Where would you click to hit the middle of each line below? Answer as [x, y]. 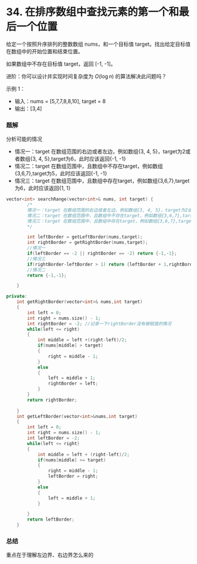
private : [17, 297]
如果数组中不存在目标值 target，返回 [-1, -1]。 [61, 64]
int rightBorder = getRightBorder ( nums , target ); [88, 243]
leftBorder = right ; [73, 476]
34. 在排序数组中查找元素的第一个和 [93, 12]
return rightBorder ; [52, 400]
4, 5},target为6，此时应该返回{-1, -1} [82, 159]
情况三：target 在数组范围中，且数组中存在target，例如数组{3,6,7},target [102, 181]
